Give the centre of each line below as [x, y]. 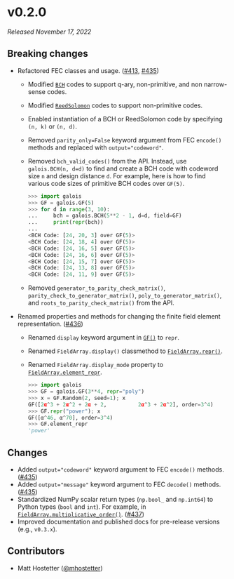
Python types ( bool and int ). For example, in [82, 507]
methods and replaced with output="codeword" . [96, 147]
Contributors [36, 551]
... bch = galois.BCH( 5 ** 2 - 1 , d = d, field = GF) [105, 216]
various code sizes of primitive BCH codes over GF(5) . [106, 183]
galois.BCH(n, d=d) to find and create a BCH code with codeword [123, 168]
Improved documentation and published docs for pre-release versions [119, 521]
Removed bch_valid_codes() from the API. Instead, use [107, 161]
